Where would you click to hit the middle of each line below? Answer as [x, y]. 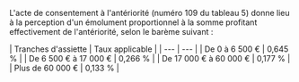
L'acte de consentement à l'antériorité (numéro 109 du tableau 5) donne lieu [149, 13]
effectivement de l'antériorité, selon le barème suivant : [111, 32]
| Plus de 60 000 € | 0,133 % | [64, 68]
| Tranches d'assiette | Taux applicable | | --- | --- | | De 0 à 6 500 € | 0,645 [149, 49]
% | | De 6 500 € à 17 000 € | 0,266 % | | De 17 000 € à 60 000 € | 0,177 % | [150, 58]
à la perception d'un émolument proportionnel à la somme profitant [133, 22]
